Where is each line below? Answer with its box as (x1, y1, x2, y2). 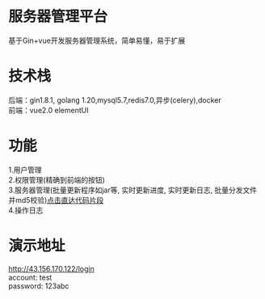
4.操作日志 (8, 205, 44, 215)
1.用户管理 (8, 165, 42, 175)
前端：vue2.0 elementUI (8, 105, 89, 115)
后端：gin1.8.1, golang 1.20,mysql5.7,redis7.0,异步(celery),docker (8, 95, 221, 105)
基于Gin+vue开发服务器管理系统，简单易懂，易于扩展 (8, 36, 186, 45)
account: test (8, 272, 53, 282)
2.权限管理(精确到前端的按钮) (8, 175, 105, 184)
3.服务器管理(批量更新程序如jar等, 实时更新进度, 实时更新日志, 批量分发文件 (8, 185, 257, 195)
